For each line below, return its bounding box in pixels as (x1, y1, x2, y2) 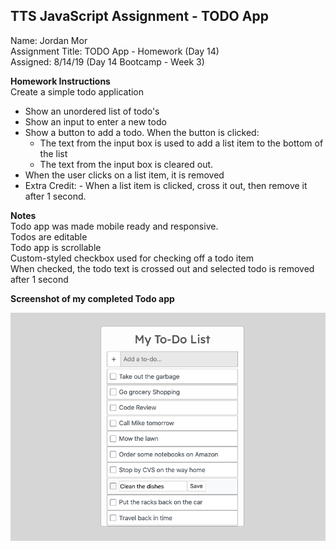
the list (39, 147, 68, 159)
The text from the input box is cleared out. (39, 158, 214, 170)
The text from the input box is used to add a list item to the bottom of (39, 137, 324, 149)
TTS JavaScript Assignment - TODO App (10, 8, 269, 25)
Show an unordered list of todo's (24, 105, 160, 117)
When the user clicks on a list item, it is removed (24, 169, 225, 181)
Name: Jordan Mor (10, 34, 88, 46)
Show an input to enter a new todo (24, 115, 167, 128)
